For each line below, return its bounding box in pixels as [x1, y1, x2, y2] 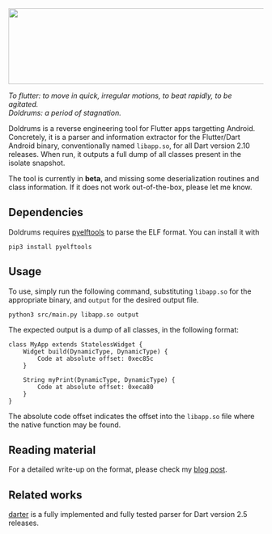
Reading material [8, 443, 96, 457]
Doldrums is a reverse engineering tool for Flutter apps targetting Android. [8, 124, 256, 133]
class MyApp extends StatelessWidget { [8, 340, 143, 349]
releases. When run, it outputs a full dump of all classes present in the [8, 150, 241, 159]
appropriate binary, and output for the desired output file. [8, 295, 199, 304]
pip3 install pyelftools [8, 243, 92, 251]
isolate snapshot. [8, 158, 66, 167]
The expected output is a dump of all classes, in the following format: [8, 324, 239, 334]
